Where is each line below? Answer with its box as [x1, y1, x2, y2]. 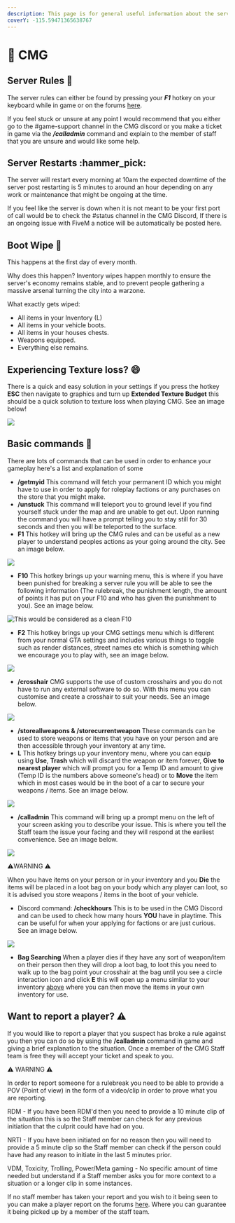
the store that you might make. [17, 492, 106, 501]
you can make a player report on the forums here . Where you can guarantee [7, 1200, 227, 1208]
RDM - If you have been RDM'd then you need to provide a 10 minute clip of [7, 1107, 225, 1115]
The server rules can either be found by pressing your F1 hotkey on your [7, 93, 215, 102]
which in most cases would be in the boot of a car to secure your [17, 779, 205, 787]
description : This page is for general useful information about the [7, 10, 215, 18]
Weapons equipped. [17, 336, 76, 344]
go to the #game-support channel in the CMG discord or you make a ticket [7, 122, 222, 130]
